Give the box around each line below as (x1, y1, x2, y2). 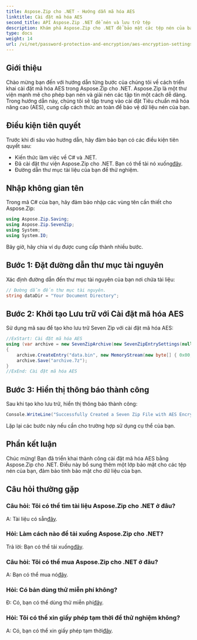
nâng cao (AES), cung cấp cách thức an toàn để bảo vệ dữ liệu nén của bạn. (6, 103, 191, 110)
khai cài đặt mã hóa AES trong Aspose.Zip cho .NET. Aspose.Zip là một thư (6, 84, 187, 92)
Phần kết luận (6, 439, 57, 449)
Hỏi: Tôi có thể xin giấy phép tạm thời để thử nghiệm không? (6, 614, 181, 622)
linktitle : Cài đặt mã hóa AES (6, 14, 83, 20)
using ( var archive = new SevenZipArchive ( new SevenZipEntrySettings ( (6, 341, 182, 347)
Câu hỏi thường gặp (6, 485, 79, 495)
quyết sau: (6, 142, 32, 150)
